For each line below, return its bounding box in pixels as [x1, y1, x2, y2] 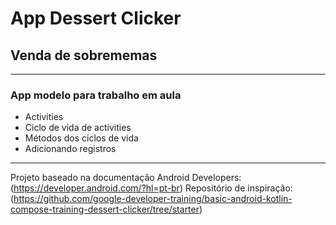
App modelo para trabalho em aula [10, 88, 182, 102]
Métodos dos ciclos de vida [24, 132, 139, 144]
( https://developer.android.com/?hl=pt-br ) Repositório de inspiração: [10, 182, 293, 194]
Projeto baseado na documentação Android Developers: [10, 172, 242, 184]
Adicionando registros [24, 143, 117, 155]
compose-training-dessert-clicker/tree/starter [10, 203, 200, 216]
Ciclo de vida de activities [24, 122, 132, 134]
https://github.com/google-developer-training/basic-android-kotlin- [13, 193, 293, 205]
